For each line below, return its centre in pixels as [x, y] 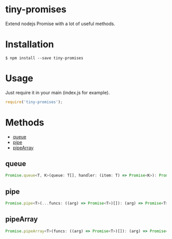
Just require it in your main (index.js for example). [58, 92]
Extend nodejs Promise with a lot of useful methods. [60, 24]
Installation [30, 44]
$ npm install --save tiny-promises [44, 58]
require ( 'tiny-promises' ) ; [34, 102]
